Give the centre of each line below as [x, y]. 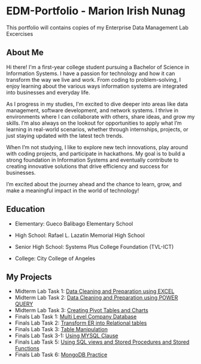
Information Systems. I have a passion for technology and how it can [91, 73]
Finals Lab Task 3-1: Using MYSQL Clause [66, 336]
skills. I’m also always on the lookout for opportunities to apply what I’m [94, 123]
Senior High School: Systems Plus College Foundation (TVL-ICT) [94, 246]
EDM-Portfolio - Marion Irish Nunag [96, 11]
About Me [25, 53]
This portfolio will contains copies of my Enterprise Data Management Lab [97, 27]
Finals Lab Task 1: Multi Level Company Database [76, 317]
